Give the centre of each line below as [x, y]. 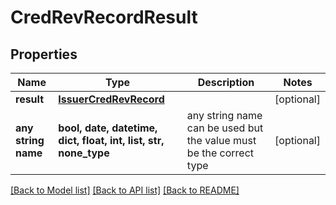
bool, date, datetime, [108, 128]
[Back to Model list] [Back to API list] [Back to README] [125, 190]
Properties [44, 54]
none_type [84, 153]
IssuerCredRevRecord [111, 99]
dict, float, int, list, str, [111, 140]
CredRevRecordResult [104, 17]
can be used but [225, 128]
